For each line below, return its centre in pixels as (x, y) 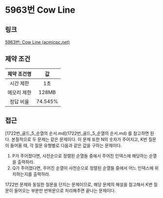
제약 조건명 (20, 74)
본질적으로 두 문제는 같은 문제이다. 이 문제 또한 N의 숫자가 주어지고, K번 (79, 139)
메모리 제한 (20, 92)
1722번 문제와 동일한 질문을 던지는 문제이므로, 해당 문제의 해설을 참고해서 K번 (79, 184)
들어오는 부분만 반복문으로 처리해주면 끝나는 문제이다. (65, 190)
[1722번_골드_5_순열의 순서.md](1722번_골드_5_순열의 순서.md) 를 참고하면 (77, 133)
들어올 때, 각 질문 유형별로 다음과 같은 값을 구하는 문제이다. (66, 145)
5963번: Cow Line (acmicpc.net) (37, 42)
